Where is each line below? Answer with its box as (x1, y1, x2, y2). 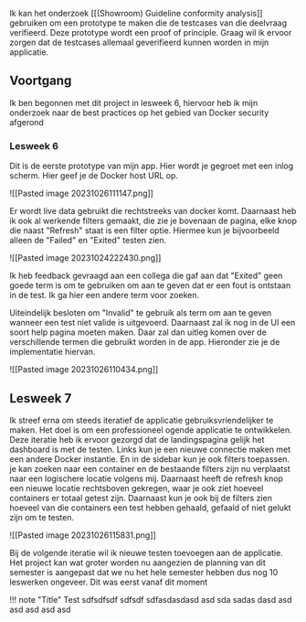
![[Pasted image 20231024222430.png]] (9, 252, 162, 263)
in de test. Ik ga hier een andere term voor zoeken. (9, 290, 199, 301)
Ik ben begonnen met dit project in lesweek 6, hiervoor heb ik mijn (9, 97, 259, 108)
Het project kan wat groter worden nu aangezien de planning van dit (9, 557, 267, 568)
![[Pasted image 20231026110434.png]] (9, 364, 159, 375)
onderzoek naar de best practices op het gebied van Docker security (9, 107, 269, 118)
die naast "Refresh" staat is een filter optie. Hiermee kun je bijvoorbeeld (9, 225, 280, 236)
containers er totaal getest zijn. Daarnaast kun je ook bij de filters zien (9, 492, 272, 503)
